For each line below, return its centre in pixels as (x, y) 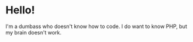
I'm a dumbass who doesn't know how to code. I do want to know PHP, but (96, 26)
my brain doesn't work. (34, 32)
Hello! (20, 10)
